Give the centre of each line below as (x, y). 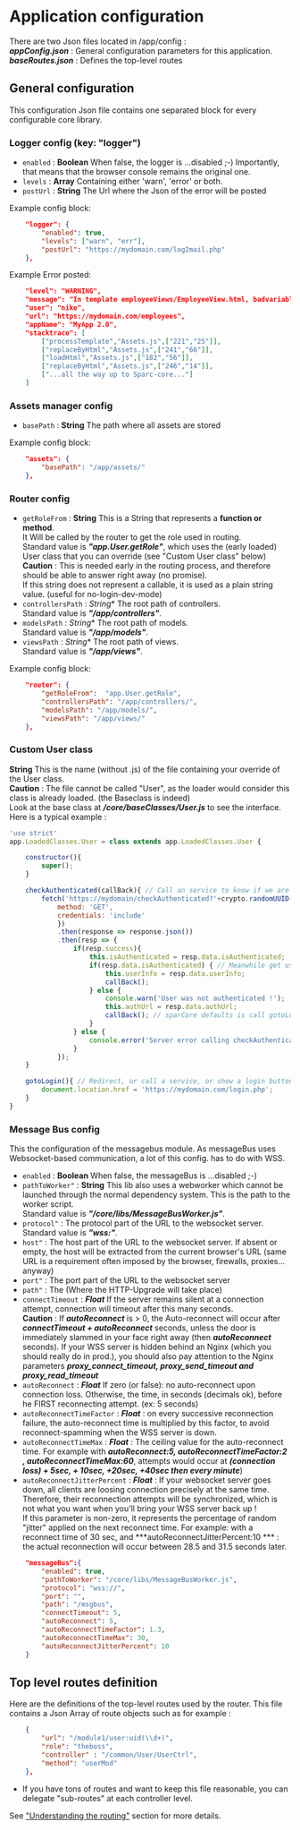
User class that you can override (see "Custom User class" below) (144, 556)
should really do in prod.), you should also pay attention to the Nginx (148, 1356)
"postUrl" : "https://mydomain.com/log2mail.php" (133, 249)
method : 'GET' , (85, 907)
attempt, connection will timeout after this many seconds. (128, 1309)
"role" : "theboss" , (78, 1747)
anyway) (38, 1271)
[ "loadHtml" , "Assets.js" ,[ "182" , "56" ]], (117, 358)
